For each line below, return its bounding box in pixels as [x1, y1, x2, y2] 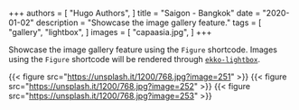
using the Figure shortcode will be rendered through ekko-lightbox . [8, 54, 261, 64]
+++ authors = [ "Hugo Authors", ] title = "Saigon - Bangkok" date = [8, 8, 261, 18]
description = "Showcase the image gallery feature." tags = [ [35, 17, 262, 28]
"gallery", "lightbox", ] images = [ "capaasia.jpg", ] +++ [8, 27, 212, 37]
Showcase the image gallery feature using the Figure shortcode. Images [8, 44, 277, 55]
